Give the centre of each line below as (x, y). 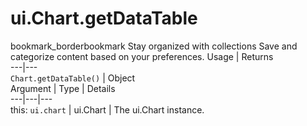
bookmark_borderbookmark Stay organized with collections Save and (154, 46)
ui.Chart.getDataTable (104, 18)
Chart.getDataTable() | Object (73, 78)
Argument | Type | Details (63, 88)
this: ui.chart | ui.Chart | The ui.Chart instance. (107, 109)
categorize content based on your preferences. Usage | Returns (142, 56)
